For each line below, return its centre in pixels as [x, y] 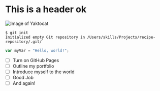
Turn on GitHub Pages [36, 60]
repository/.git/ [24, 42]
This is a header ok [46, 9]
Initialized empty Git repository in [45, 37]
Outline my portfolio [33, 66]
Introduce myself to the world [43, 72]
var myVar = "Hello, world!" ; [37, 50]
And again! [24, 83]
